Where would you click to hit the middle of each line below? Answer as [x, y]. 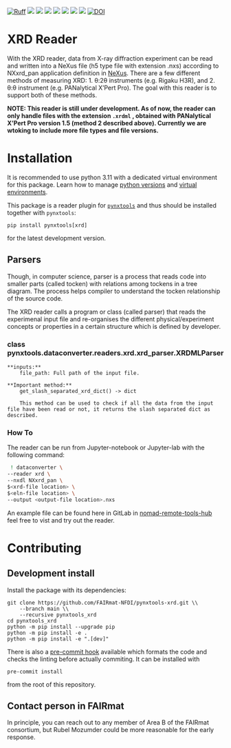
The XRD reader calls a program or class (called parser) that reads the [107, 312]
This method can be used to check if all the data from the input [117, 403]
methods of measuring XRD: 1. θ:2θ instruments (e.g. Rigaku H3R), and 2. [111, 80]
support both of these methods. [52, 95]
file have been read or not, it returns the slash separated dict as [109, 409]
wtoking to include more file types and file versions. [83, 130]
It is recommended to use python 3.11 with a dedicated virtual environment [112, 177]
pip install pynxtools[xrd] [47, 225]
